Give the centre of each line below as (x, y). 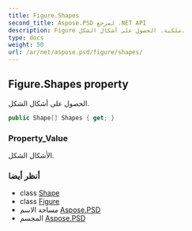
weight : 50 (26, 45)
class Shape (40, 193)
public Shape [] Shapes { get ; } (61, 118)
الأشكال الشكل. (31, 155)
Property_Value (38, 138)
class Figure (40, 202)
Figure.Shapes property (68, 84)
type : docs (26, 38)
